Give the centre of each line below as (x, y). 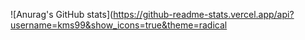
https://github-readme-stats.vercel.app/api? (204, 14)
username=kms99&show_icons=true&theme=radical (119, 25)
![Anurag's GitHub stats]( (62, 14)
